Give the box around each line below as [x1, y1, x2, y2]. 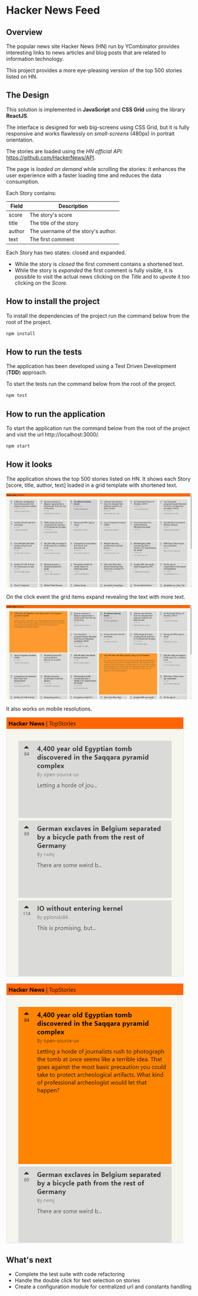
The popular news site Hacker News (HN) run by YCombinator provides [6, 43, 180, 50]
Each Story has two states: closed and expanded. [6, 249, 127, 256]
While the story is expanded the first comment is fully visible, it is [14, 267, 173, 274]
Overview [6, 27, 43, 37]
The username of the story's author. [29, 228, 117, 235]
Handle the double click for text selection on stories [14, 1277, 140, 1284]
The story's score [29, 211, 72, 218]
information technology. [6, 56, 64, 62]
